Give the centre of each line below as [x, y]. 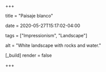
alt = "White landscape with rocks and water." [53, 45]
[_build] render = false [29, 55]
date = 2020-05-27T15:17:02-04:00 [43, 26]
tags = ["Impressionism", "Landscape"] [46, 35]
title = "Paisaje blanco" [29, 16]
